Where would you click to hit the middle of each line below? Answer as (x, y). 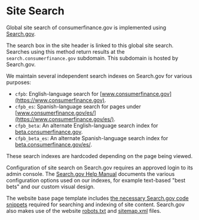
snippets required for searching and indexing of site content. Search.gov (96, 204)
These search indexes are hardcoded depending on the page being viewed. (99, 156)
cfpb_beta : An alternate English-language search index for (86, 125)
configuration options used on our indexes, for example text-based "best (96, 180)
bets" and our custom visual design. (50, 187)
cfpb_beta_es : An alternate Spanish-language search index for (91, 138)
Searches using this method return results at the (65, 51)
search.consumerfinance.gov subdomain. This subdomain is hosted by (92, 58)
